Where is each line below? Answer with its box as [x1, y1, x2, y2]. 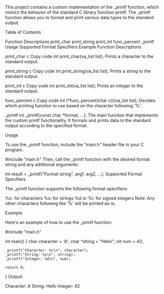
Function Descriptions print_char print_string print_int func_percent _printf [5, 39, 154, 45]
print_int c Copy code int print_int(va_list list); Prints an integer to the [5, 83, 143, 89]
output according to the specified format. [5, 122, 88, 128]
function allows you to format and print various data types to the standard [5, 15, 154, 20]
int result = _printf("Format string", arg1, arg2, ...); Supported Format [5, 171, 142, 177]
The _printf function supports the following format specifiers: [5, 186, 128, 192]
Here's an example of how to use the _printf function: [5, 220, 113, 225]
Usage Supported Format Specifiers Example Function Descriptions [5, 44, 141, 49]
